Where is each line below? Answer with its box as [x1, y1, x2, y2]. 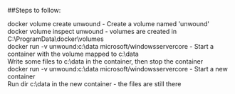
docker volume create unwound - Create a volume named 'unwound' [7, 20, 210, 28]
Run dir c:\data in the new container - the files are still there [7, 80, 182, 88]
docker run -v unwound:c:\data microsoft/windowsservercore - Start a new [7, 65, 228, 73]
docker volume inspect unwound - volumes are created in [7, 28, 177, 35]
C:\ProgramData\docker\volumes [7, 35, 105, 43]
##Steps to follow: [7, 6, 61, 14]
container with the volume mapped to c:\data [7, 49, 139, 58]
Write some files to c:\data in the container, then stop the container [7, 57, 204, 66]
